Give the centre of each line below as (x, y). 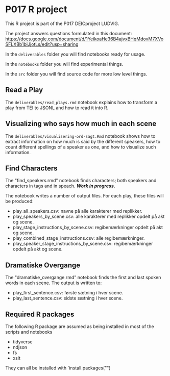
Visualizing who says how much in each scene (81, 124)
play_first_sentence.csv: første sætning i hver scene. (68, 293)
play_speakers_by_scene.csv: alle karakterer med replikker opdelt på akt (89, 217)
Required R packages (40, 314)
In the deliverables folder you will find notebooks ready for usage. (75, 54)
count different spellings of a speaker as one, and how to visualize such (81, 147)
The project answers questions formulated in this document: (69, 33)
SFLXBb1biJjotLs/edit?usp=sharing (42, 44)
